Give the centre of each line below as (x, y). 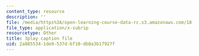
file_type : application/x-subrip (47, 28)
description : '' (26, 17)
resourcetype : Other (32, 33)
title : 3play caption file (39, 38)
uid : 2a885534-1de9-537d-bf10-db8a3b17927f (61, 44)
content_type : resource (36, 11)
